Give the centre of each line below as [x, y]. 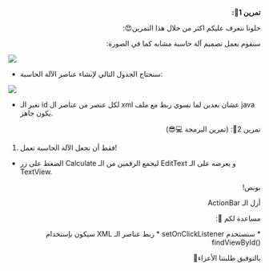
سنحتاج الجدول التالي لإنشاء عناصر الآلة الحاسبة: [91, 74]
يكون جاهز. [36, 113]
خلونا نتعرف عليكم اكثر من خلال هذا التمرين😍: [192, 28]
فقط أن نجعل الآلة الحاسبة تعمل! [68, 148]
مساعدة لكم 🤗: [238, 218]
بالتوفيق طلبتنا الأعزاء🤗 [227, 258]
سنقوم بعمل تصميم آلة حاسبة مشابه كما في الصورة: [183, 43]
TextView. [36, 172]
